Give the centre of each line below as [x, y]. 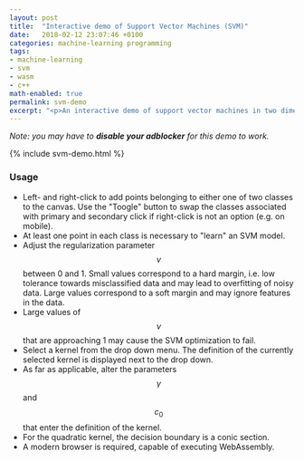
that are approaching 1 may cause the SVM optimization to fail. [139, 340]
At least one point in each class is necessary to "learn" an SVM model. [154, 235]
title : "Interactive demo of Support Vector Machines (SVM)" [129, 26]
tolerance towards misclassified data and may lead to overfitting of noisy [158, 283]
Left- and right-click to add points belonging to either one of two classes [158, 197]
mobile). [38, 226]
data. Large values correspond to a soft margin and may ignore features [157, 293]
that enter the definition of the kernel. [92, 427]
